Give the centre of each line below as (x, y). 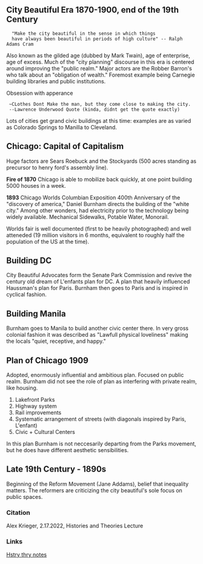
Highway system (36, 406)
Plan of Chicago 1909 (48, 360)
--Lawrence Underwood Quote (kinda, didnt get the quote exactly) (95, 109)
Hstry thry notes (27, 555)
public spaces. (25, 497)
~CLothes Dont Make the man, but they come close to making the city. (100, 104)
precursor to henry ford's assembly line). (57, 167)
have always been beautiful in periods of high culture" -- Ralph (97, 39)
